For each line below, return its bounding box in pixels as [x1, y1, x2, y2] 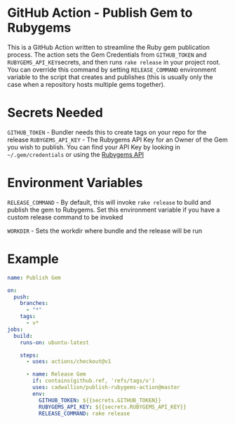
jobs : [7, 326, 23, 333]
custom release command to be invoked [7, 212, 123, 221]
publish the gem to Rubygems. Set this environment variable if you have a [7, 205, 220, 214]
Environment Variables [7, 175, 143, 191]
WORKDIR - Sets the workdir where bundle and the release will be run [7, 226, 203, 235]
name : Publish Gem [7, 274, 61, 281]
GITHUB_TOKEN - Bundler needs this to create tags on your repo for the [7, 128, 207, 136]
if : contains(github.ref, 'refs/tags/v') [32, 377, 156, 385]
